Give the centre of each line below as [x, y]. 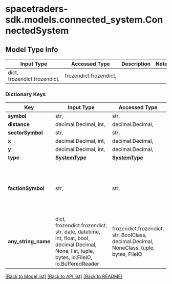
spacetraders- [37, 9]
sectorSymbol [25, 133]
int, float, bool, [72, 238]
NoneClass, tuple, [133, 248]
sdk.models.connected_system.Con [84, 20]
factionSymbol [26, 188]
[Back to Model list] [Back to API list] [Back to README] [64, 276]
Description [136, 64]
